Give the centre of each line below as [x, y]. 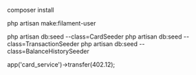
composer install [31, 10]
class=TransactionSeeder [43, 44]
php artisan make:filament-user [52, 23]
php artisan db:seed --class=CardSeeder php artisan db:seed [95, 36]
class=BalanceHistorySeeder [48, 51]
